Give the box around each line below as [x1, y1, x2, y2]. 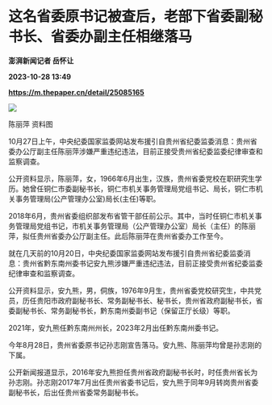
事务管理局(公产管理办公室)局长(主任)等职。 [15, 194, 161, 203]
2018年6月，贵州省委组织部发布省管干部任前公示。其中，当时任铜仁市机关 [8, 211, 256, 220]
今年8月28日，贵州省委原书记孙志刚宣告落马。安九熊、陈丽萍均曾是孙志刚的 [8, 340, 262, 349]
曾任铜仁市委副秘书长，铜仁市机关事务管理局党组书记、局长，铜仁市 [29, 183, 256, 194]
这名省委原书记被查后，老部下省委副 [8, 7, 249, 26]
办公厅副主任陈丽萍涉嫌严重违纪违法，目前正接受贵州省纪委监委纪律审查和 [15, 146, 263, 156]
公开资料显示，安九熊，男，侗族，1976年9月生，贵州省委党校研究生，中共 [8, 286, 255, 295]
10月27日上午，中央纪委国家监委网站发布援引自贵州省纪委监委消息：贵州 [8, 136, 250, 146]
